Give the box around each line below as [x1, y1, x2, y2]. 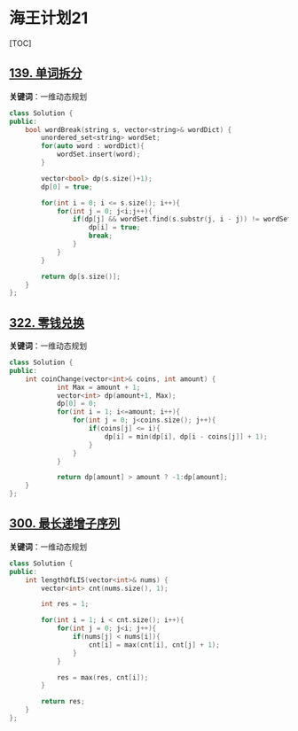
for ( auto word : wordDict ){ [41, 142, 145, 151]
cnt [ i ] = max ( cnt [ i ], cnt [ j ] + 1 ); [88, 640, 220, 649]
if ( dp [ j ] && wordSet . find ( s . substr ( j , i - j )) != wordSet [72, 214, 292, 224]
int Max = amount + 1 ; [56, 383, 141, 392]
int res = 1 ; [41, 600, 90, 609]
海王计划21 [9, 8, 89, 28]
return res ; [41, 697, 86, 706]
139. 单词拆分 [9, 66, 82, 81]
